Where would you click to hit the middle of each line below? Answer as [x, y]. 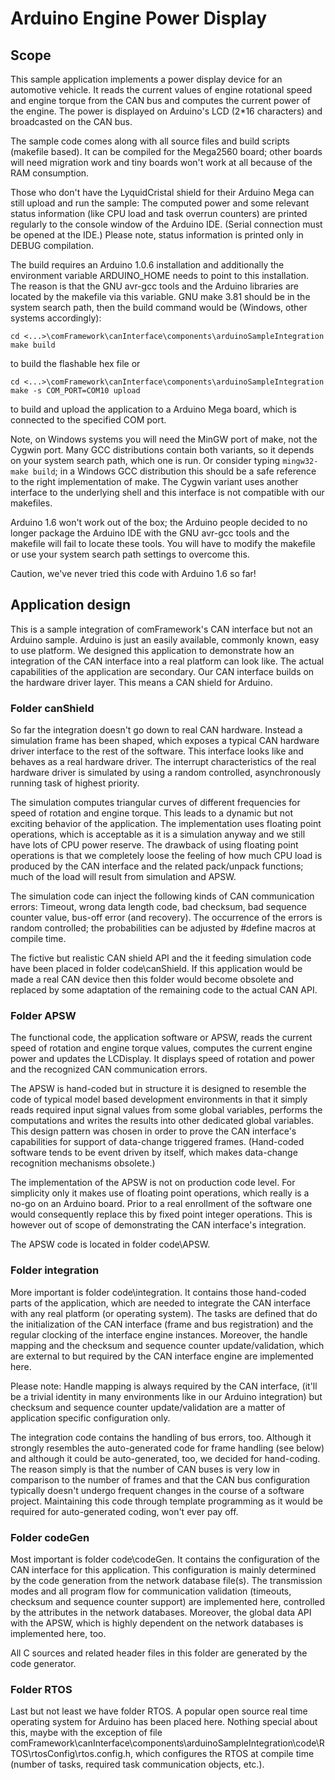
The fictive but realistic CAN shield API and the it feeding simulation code [161, 958]
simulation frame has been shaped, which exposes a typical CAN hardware [165, 741]
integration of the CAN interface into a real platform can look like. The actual [167, 661]
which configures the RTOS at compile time [225, 1754]
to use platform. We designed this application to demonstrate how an [152, 650]
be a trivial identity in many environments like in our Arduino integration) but [166, 1396]
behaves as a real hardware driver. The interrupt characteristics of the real [163, 762]
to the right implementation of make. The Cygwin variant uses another [154, 481]
